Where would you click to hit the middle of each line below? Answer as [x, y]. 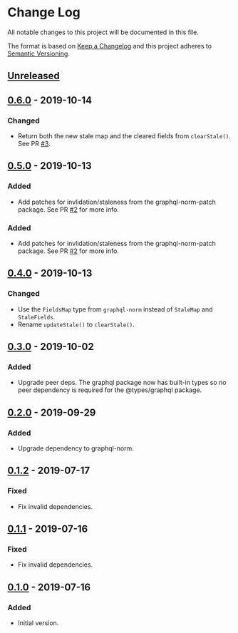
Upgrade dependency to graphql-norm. [76, 448]
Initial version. [38, 623]
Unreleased [34, 76]
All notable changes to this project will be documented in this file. [103, 32]
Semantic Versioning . [38, 53]
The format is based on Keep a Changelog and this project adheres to [110, 46]
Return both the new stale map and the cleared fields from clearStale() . [124, 136]
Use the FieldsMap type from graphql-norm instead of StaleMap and [115, 309]
